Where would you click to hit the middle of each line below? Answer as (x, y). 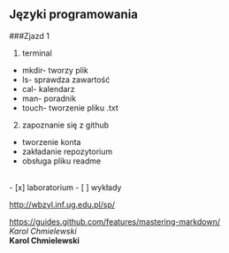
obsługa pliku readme (61, 161)
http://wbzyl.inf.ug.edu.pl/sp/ (62, 204)
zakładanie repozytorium (67, 151)
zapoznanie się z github (65, 125)
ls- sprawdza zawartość (66, 80)
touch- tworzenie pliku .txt (70, 107)
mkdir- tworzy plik (55, 70)
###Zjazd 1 (30, 35)
